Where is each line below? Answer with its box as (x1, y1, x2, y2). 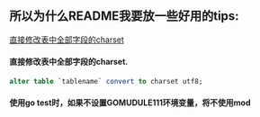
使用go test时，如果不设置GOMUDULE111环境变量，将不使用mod (9, 97, 251, 108)
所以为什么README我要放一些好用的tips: (9, 8, 240, 24)
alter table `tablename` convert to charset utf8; (9, 77, 203, 86)
